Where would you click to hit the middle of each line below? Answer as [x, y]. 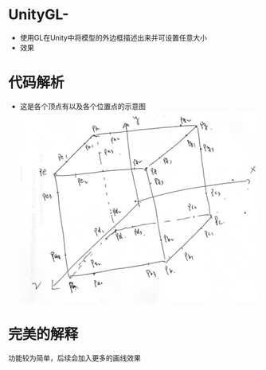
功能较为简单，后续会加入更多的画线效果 [74, 358]
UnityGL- [39, 15]
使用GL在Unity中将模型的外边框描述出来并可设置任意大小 [113, 37]
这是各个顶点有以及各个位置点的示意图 [82, 106]
